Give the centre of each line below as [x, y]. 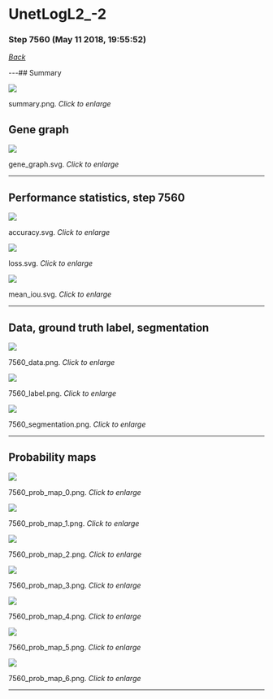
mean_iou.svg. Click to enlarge [60, 294]
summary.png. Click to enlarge [60, 104]
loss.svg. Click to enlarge [51, 263]
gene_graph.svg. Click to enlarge [64, 164]
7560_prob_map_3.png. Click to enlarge [75, 585]
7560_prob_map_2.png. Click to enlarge [75, 554]
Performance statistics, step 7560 [97, 197]
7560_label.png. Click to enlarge [63, 393]
